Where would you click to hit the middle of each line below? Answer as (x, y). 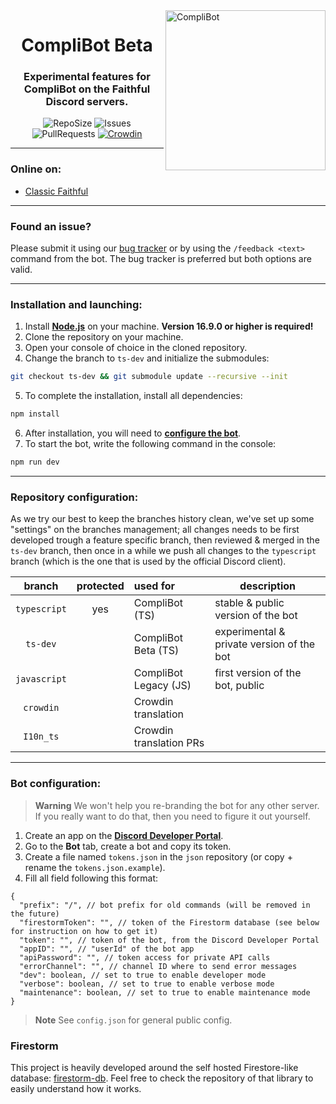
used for (154, 586)
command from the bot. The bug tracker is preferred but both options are (161, 259)
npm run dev (35, 462)
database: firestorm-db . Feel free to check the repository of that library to (162, 1078)
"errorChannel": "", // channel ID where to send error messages (158, 966)
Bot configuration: (56, 784)
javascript (41, 679)
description (268, 586)
